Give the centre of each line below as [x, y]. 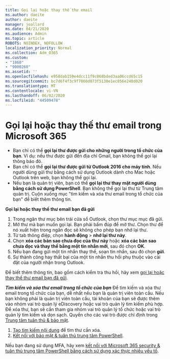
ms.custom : [17, 57]
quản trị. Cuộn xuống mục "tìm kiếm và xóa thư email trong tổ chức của [88, 194]
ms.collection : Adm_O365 [32, 53]
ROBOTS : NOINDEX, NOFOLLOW [34, 43]
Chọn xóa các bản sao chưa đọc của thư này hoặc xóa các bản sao [84, 241]
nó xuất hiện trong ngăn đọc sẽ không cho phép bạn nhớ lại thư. [80, 230]
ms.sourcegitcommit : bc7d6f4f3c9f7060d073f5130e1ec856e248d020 [74, 81]
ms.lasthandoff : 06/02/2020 [35, 95]
